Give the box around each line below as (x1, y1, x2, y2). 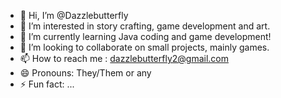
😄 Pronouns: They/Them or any (19, 67, 152, 79)
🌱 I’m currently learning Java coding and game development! (19, 31, 272, 42)
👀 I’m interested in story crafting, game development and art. (19, 20, 271, 32)
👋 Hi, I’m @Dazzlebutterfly (19, 10, 129, 21)
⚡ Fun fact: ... (19, 78, 75, 90)
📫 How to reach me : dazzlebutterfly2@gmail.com (19, 53, 230, 64)
